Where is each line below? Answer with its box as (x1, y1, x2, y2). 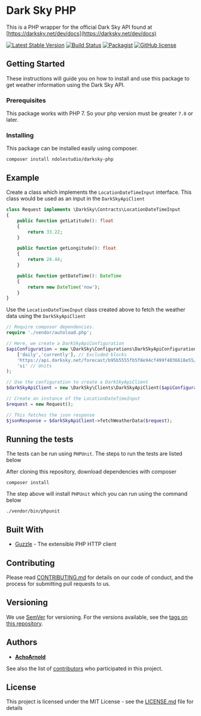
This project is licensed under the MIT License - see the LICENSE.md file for (6, 698, 194, 705)
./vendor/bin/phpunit (6, 508, 60, 514)
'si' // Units (17, 363, 52, 369)
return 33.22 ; (28, 229, 63, 235)
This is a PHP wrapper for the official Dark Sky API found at (6, 23, 153, 31)
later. (6, 116, 19, 124)
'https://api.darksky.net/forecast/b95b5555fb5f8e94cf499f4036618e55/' (17, 357, 199, 363)
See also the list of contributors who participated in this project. (6, 664, 163, 672)
